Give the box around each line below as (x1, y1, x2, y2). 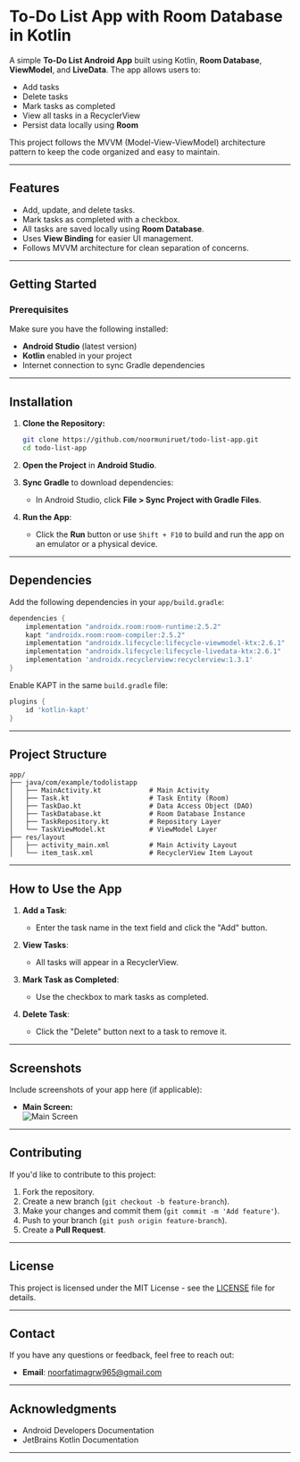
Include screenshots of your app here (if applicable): (9, 1084, 203, 1095)
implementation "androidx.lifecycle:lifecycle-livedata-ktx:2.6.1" (25, 647, 281, 656)
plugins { (9, 697, 46, 706)
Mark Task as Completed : (21, 974, 120, 985)
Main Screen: (21, 1102, 73, 1112)
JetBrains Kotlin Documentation (21, 1434, 139, 1445)
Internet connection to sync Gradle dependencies (21, 360, 205, 371)
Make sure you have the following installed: (9, 323, 169, 334)
